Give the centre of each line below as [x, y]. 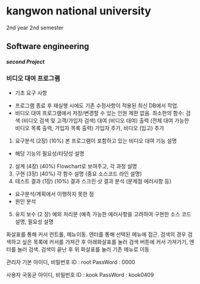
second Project [25, 62]
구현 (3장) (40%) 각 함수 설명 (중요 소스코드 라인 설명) [78, 173]
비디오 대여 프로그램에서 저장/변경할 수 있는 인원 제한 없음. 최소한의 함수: [99, 113]
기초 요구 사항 [31, 93]
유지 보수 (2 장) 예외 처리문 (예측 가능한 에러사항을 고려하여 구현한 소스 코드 [103, 214]
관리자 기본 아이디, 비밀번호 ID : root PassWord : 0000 [71, 262]
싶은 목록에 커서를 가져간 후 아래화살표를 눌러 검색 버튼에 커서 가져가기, [105, 241]
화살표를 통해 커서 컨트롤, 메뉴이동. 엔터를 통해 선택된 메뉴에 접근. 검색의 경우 [96, 234]
